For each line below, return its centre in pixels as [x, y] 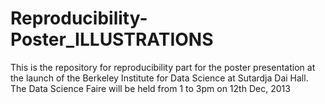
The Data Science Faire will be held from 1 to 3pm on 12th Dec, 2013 [150, 88]
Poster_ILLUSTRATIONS [112, 39]
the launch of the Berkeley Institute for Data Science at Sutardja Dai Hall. [159, 78]
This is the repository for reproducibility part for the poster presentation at [163, 67]
